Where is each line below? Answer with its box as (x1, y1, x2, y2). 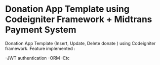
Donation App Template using (5, 3, 130, 15)
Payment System (5, 24, 77, 35)
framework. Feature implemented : (5, 45, 76, 51)
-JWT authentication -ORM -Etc (5, 55, 70, 61)
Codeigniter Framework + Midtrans (5, 14, 152, 25)
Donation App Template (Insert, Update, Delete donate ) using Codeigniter (5, 40, 156, 46)
